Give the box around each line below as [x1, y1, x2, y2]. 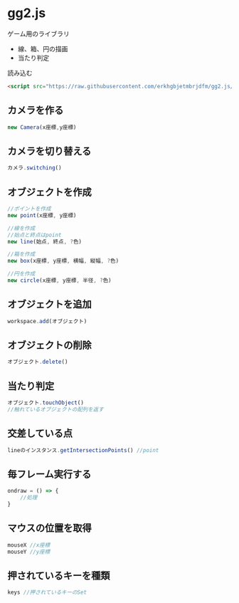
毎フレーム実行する [7, 468, 92, 480]
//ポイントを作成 [7, 205, 51, 212]
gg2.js [7, 5, 46, 21]
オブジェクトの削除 [7, 339, 92, 351]
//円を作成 [7, 271, 36, 278]
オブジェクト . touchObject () [7, 399, 84, 407]
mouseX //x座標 [7, 541, 51, 549]
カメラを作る [7, 105, 64, 117]
